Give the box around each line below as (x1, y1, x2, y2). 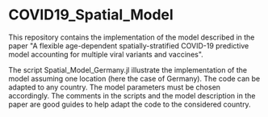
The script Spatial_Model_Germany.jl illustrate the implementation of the (8, 65, 248, 74)
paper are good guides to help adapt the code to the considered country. (8, 99, 252, 109)
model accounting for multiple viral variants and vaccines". (8, 49, 203, 59)
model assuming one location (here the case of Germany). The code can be (8, 73, 261, 83)
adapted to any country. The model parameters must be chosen (8, 82, 220, 92)
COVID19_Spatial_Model (8, 6, 174, 24)
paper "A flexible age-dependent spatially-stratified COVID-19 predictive (8, 40, 249, 50)
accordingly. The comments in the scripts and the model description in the (8, 90, 256, 100)
